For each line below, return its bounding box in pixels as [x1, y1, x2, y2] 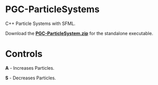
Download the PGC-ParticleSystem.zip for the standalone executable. [5, 30, 153, 36]
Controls [5, 48, 43, 60]
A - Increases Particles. [5, 65, 55, 71]
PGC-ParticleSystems [5, 4, 100, 15]
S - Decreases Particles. [5, 75, 56, 81]
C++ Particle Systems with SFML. [5, 20, 76, 26]
